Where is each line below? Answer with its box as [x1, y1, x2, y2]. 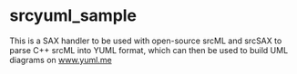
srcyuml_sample [9, 5, 138, 26]
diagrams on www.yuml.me [9, 54, 112, 65]
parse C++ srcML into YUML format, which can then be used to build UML [9, 44, 289, 55]
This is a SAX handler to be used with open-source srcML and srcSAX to [9, 35, 282, 46]
